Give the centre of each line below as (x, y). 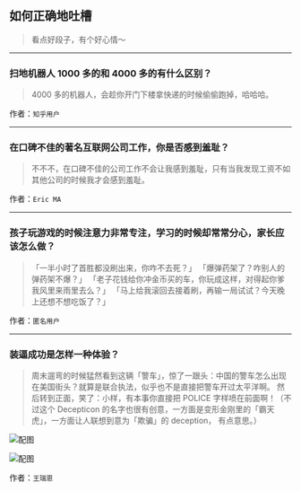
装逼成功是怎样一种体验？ (64, 355)
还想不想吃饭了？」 (74, 301)
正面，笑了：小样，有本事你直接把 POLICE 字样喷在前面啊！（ (169, 398)
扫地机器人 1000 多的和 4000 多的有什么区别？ (111, 73)
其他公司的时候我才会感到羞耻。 (90, 180)
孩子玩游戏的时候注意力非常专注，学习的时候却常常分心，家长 (142, 233)
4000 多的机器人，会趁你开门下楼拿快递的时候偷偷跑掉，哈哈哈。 (152, 95)
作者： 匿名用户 (34, 320)
